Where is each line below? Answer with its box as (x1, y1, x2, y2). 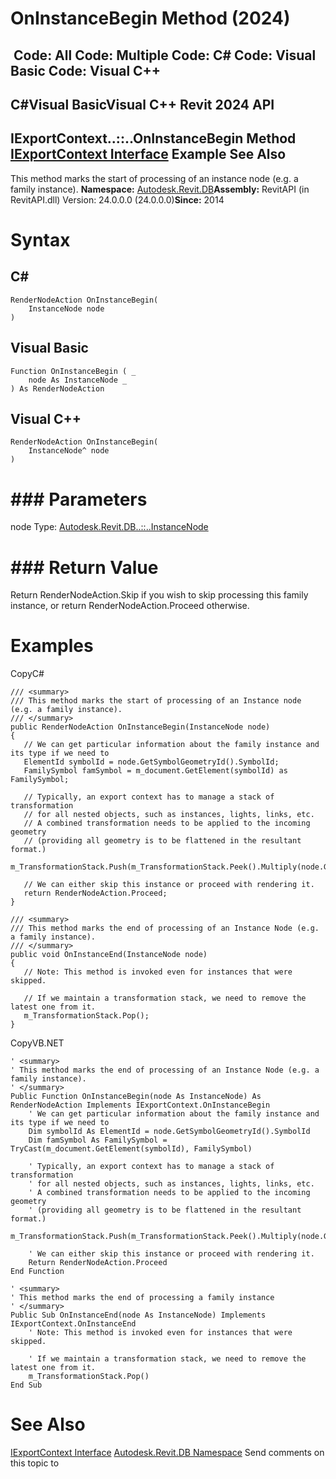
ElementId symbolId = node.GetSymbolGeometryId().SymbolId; (23, 757, 280, 767)
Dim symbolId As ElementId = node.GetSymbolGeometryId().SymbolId (28, 1127, 311, 1137)
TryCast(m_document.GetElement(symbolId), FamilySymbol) (10, 1144, 253, 1154)
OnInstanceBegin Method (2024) (10, 7, 291, 30)
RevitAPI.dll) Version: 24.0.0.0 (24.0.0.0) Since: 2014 (10, 193, 225, 206)
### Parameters (10, 488, 148, 511)
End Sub (10, 1380, 43, 1391)
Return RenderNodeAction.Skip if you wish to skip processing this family (10, 589, 309, 601)
